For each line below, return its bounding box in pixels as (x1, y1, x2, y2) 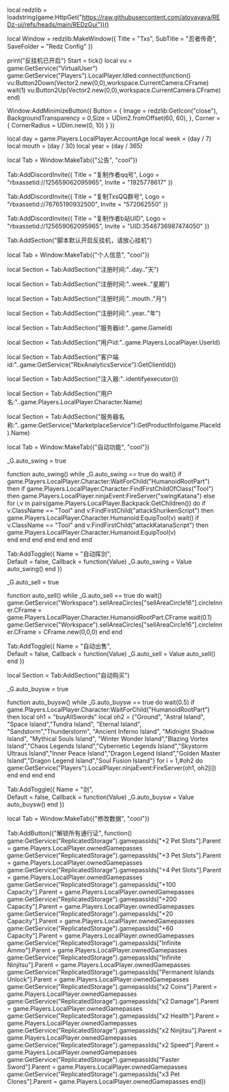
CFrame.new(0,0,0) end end (43, 628, 123, 636)
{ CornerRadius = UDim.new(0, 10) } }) (7, 121, 115, 129)
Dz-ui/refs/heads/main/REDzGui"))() (7, 21, 109, 28)
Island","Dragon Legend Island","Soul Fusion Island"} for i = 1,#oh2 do (7, 756, 203, 765)
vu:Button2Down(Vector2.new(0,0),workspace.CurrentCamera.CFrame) (7, 79, 209, 86)
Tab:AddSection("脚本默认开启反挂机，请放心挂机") (7, 236, 152, 244)
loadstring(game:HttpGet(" (7, 13, 82, 21)
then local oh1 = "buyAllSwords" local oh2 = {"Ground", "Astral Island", (7, 713, 205, 721)
